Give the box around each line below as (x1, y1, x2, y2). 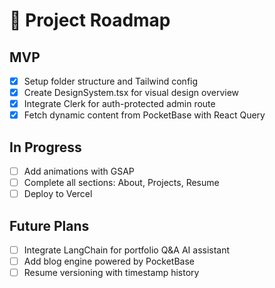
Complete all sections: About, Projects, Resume (23, 177, 220, 189)
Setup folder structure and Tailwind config (23, 75, 199, 87)
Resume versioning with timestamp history (23, 267, 200, 279)
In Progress (9, 139, 82, 156)
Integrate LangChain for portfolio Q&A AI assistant (23, 244, 231, 256)
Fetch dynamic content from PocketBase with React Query (23, 109, 266, 121)
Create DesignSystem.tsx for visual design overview (23, 87, 239, 99)
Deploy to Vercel (23, 188, 93, 200)
